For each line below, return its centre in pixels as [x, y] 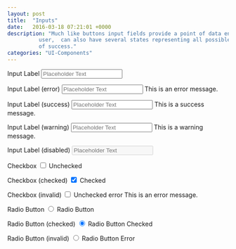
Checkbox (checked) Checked [57, 180]
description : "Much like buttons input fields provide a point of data [114, 33]
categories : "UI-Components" [50, 53]
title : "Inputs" [33, 20]
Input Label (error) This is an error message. [113, 89]
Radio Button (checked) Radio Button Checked [80, 224]
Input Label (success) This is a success [106, 104]
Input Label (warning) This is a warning [105, 127]
